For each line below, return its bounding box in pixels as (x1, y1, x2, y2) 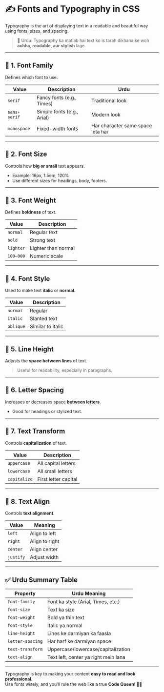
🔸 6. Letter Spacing (5, 386, 64, 395)
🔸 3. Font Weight (5, 196, 56, 204)
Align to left (30, 530, 56, 537)
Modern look (91, 111, 121, 118)
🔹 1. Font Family (5, 61, 54, 70)
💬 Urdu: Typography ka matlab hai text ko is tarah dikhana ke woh (17, 37, 149, 43)
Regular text (30, 229, 58, 236)
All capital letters (37, 460, 76, 467)
